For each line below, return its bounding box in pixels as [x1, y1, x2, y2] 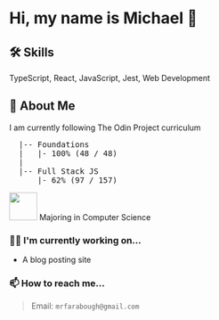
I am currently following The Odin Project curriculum [9, 122, 202, 133]
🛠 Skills [9, 45, 55, 60]
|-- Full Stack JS [18, 166, 100, 176]
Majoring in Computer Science [38, 211, 151, 222]
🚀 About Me [9, 98, 76, 114]
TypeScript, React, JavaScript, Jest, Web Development [9, 73, 211, 83]
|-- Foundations [18, 139, 90, 150]
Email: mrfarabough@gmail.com [30, 300, 140, 311]
